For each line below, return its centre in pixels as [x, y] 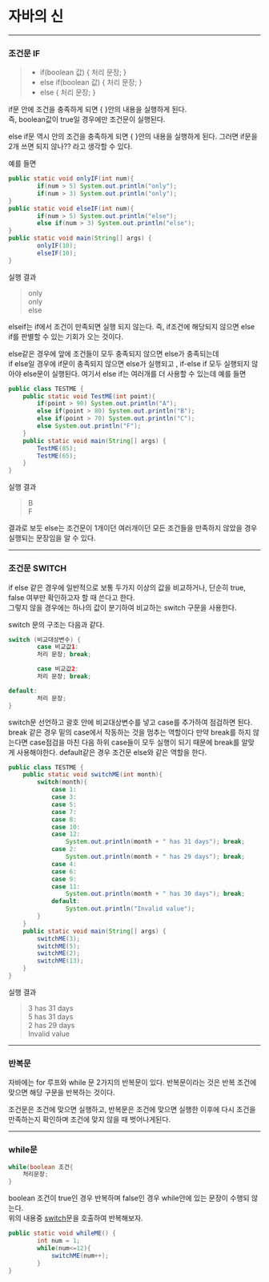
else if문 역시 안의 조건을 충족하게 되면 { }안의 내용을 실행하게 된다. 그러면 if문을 [133, 136]
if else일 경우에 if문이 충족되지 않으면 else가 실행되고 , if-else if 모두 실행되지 [129, 363]
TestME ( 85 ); [57, 448]
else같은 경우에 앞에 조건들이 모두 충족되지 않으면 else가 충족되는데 [114, 353]
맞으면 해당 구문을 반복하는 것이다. [62, 1093]
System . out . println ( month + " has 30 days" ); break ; [155, 894]
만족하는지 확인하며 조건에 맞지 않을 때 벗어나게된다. [89, 1119]
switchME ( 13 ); [60, 961]
